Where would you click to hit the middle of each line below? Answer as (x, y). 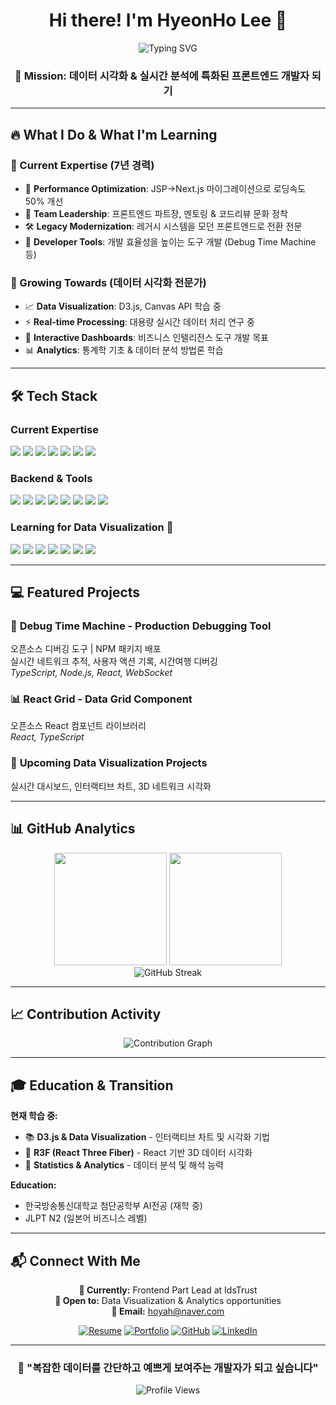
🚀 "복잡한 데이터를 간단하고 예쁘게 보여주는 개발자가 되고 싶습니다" (168, 1367)
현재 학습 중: (34, 1116)
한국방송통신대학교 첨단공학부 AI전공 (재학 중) (113, 1206)
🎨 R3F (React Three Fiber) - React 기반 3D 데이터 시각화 (138, 1153)
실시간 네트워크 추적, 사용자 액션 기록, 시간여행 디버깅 (114, 661)
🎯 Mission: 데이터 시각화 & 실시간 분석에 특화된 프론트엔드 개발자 (162, 76)
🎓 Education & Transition (92, 1085)
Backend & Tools (51, 478)
